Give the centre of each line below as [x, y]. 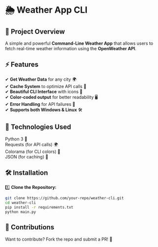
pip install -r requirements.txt [39, 208]
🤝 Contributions [30, 227]
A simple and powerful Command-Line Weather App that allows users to [79, 43]
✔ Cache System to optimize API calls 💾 [46, 86]
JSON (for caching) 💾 [27, 156]
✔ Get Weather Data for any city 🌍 [41, 79]
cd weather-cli [21, 203]
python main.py [21, 212]
